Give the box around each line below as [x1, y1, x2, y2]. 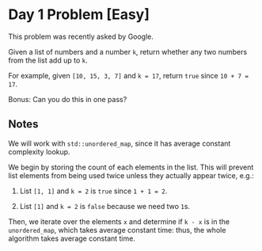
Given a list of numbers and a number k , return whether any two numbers [8, 47, 248, 56]
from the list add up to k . [8, 55, 89, 65]
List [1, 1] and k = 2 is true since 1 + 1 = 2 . [19, 186, 168, 196]
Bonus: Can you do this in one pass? [8, 94, 127, 104]
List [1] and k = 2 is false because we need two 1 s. [19, 201, 191, 211]
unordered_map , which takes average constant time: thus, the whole [8, 225, 226, 234]
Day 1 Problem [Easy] [8, 6, 150, 24]
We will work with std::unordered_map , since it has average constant [8, 139, 231, 148]
